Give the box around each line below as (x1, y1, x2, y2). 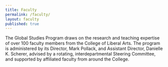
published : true (5, 21, 39, 26)
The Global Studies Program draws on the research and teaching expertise (5, 35, 160, 41)
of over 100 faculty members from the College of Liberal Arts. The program (5, 40, 160, 46)
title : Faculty (5, 7, 37, 12)
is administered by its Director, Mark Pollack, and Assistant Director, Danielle (5, 45, 163, 51)
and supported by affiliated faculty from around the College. (5, 56, 129, 62)
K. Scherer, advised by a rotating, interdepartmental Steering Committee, (5, 51, 156, 57)
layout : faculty (5, 16, 39, 21)
